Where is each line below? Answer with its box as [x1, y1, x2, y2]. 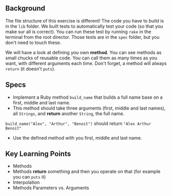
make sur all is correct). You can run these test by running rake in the [5, 28, 151, 35]
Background [5, 4, 45, 13]
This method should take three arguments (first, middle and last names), [12, 105, 166, 111]
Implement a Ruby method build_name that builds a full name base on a [12, 94, 163, 100]
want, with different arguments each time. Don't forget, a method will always [5, 60, 167, 66]
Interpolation [12, 179, 40, 186]
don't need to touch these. [5, 39, 62, 46]
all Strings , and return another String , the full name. [12, 110, 125, 117]
